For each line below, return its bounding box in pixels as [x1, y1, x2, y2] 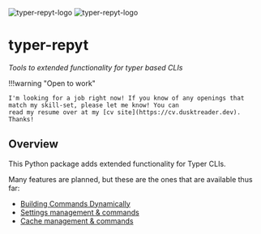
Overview [8, 138, 59, 151]
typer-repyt [8, 36, 89, 54]
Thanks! [8, 115, 35, 123]
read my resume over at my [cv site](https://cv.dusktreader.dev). [8, 108, 242, 117]
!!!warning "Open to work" [8, 78, 96, 88]
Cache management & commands [19, 215, 134, 226]
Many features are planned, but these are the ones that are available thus [8, 174, 253, 184]
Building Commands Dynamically [19, 198, 131, 208]
